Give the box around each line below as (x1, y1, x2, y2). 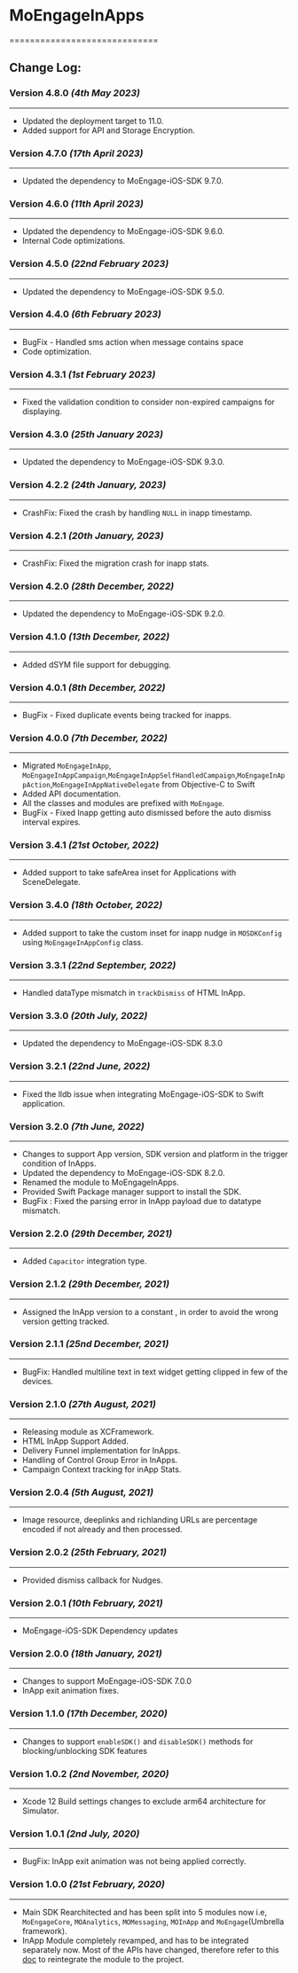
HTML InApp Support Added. (21, 1436, 129, 1446)
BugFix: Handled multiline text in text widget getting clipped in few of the (21, 1366, 288, 1377)
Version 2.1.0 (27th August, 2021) (9, 1398, 157, 1410)
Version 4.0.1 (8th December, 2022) (9, 681, 166, 693)
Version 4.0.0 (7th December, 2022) (9, 732, 169, 744)
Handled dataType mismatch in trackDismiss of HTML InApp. (21, 988, 246, 998)
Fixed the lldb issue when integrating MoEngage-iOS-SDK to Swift (21, 1088, 264, 1100)
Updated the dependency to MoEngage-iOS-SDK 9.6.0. (21, 226, 225, 237)
